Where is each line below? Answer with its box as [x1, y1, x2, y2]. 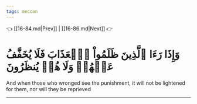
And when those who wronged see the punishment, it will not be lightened [6, 79, 186, 86]
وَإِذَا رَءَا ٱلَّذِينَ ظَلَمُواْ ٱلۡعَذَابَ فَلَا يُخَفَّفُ [6, 47, 180, 61]
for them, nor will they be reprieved [6, 85, 91, 92]
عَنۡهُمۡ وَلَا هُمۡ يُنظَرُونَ [6, 60, 114, 73]
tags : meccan [6, 8, 38, 15]
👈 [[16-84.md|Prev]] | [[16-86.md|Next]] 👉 [6, 25, 113, 32]
